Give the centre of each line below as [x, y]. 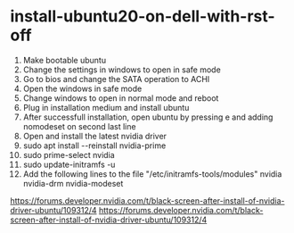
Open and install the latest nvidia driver [95, 136]
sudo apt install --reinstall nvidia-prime [94, 146]
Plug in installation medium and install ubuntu [106, 107]
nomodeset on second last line [79, 126]
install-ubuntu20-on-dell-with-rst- [143, 17]
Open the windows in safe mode [82, 88]
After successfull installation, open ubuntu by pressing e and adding [148, 117]
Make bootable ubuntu [64, 60]
